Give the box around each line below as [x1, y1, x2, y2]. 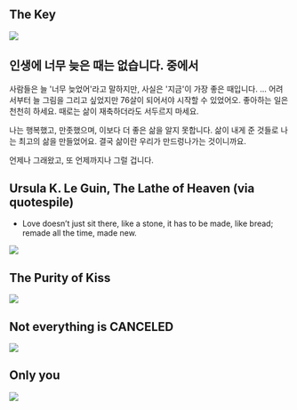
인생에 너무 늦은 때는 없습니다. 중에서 [9, 58, 199, 74]
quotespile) [9, 195, 74, 210]
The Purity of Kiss [9, 270, 111, 285]
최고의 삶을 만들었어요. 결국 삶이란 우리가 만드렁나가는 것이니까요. [18, 135, 246, 146]
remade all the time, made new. [21, 228, 138, 238]
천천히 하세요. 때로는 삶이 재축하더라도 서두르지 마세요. [9, 106, 199, 117]
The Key [9, 7, 56, 22]
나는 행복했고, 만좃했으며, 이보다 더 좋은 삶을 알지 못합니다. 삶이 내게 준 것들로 [9, 125, 279, 135]
